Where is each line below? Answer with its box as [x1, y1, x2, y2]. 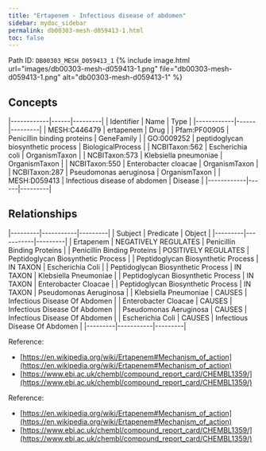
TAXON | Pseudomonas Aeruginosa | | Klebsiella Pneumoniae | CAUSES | [8, 287, 248, 297]
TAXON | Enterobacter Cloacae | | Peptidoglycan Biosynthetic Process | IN [8, 279, 252, 289]
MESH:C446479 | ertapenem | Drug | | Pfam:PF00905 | [47, 125, 229, 135]
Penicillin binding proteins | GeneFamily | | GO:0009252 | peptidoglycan [8, 134, 244, 143]
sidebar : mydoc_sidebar [8, 19, 87, 27]
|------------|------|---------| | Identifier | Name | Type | [8, 117, 192, 126]
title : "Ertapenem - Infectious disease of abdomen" [8, 11, 187, 20]
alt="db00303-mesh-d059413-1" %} [62, 72, 183, 82]
